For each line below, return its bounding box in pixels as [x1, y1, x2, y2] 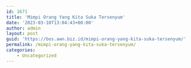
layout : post [6, 31, 38, 37]
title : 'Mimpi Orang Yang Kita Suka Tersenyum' [6, 14, 126, 20]
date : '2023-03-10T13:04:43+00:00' [6, 20, 94, 25]
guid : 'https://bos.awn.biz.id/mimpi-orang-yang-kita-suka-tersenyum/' [6, 36, 186, 42]
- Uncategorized [17, 53, 57, 59]
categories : [6, 47, 35, 53]
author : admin [6, 25, 41, 31]
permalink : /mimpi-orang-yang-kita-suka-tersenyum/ [6, 42, 136, 48]
